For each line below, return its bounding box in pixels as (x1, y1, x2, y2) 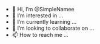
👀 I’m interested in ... (12, 12, 64, 19)
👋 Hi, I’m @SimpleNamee (12, 6, 75, 12)
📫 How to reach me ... (12, 32, 68, 38)
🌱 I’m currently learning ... (12, 18, 77, 25)
